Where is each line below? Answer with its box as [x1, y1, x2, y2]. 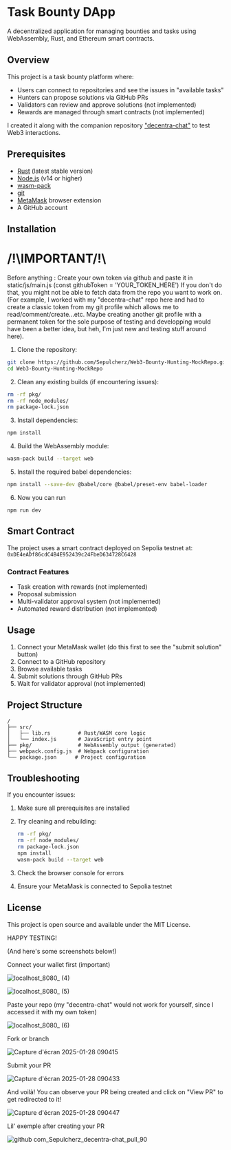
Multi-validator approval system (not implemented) [16, 597, 162, 605]
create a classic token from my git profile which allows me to [7, 302, 179, 311]
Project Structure [7, 700, 82, 711]
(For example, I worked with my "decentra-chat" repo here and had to [7, 295, 205, 304]
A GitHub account [16, 203, 68, 211]
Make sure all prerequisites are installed [16, 804, 131, 813]
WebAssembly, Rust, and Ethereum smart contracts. [7, 34, 155, 42]
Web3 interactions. [7, 128, 60, 136]
